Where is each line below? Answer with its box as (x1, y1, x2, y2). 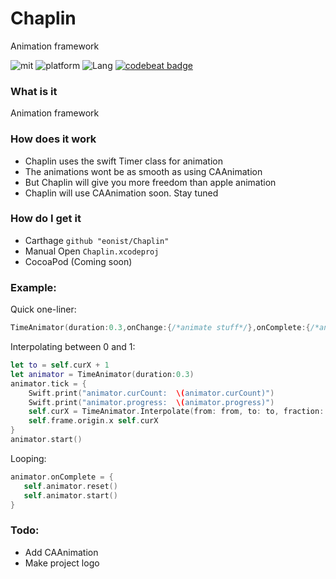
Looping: (10, 452, 47, 464)
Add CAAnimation (24, 546, 99, 558)
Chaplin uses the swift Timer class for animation (24, 155, 223, 167)
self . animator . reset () (23, 481, 118, 491)
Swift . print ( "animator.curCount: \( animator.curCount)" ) (28, 388, 275, 398)
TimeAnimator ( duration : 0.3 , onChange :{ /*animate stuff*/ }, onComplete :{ (10, 323, 311, 333)
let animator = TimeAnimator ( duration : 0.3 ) (10, 369, 195, 379)
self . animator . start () (23, 490, 118, 501)
